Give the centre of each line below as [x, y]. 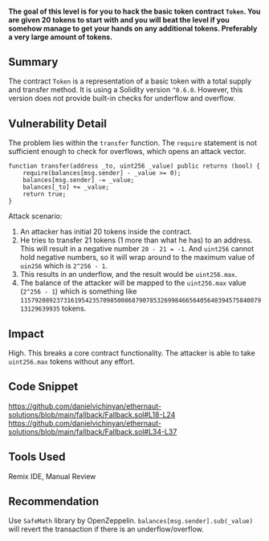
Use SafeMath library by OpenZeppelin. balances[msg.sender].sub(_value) [131, 521]
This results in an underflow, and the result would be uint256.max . [128, 275]
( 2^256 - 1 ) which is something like [79, 291]
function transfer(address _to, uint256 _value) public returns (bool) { [134, 166]
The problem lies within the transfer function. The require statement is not [133, 143]
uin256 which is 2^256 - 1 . [64, 266]
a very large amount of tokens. [61, 37]
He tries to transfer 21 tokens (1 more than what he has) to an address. [136, 240]
